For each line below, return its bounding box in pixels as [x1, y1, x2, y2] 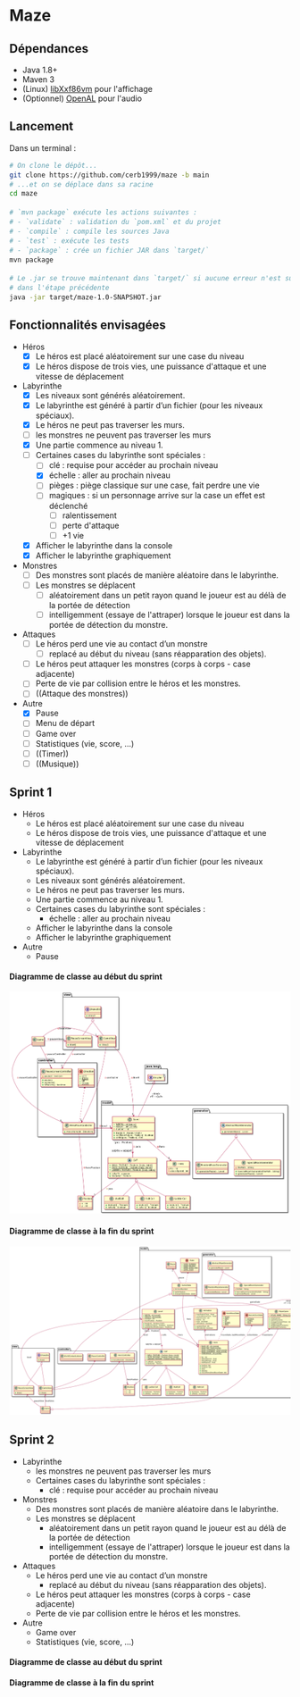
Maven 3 [21, 74, 55, 85]
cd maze [9, 189, 38, 198]
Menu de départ [35, 718, 96, 729]
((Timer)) [35, 748, 70, 759]
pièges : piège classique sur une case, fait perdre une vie [48, 480, 261, 491]
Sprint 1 [9, 785, 53, 800]
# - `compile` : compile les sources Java [9, 227, 170, 236]
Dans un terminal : [9, 142, 77, 153]
